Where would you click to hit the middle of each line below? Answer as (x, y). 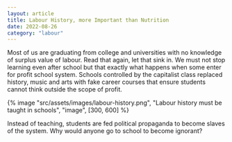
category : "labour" (35, 33)
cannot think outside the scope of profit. (65, 89)
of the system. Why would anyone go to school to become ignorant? (105, 131)
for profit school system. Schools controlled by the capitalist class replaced (115, 75)
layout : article (31, 14)
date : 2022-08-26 (32, 26)
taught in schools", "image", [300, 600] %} (68, 110)
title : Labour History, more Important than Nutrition (88, 20)
